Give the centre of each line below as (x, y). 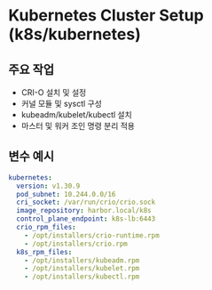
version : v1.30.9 (48, 186)
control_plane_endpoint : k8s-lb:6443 (86, 219)
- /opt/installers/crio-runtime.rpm (92, 235)
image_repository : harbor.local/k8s (84, 211)
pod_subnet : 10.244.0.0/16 (66, 194)
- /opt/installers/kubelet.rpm (82, 269)
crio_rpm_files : (46, 228)
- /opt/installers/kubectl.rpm (82, 277)
